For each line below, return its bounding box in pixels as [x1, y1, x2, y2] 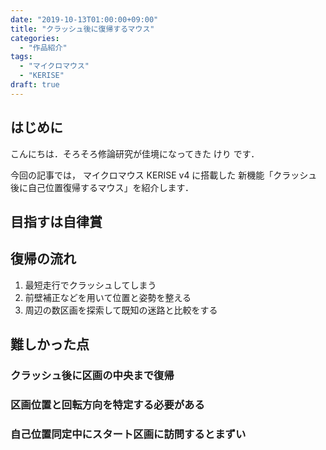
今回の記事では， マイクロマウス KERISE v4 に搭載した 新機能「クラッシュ [10, 169, 318, 181]
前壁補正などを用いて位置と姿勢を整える [24, 291, 192, 303]
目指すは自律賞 [10, 213, 103, 230]
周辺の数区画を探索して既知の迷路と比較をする [24, 304, 218, 316]
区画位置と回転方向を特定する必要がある [10, 398, 205, 411]
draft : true [10, 80, 60, 90]
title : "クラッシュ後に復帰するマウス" [10, 24, 155, 34]
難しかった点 [10, 336, 90, 353]
